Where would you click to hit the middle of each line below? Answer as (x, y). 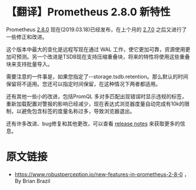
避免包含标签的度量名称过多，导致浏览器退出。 (78, 111)
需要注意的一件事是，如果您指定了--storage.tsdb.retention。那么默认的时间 (97, 76)
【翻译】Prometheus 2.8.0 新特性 (88, 12)
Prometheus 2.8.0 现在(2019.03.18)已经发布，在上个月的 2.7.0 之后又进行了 (97, 29)
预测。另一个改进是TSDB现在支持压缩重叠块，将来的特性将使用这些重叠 (103, 56)
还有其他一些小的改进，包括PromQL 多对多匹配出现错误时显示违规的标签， (97, 96)
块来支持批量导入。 (29, 64)
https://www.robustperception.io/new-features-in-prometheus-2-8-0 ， (102, 174)
